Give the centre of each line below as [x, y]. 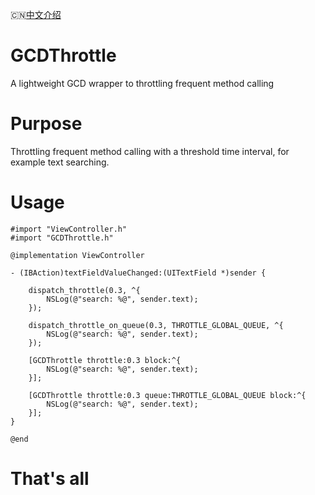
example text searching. [60, 162]
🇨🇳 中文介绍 [36, 14]
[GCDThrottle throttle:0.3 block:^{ [105, 360]
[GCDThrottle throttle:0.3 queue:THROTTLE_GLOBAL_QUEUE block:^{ [167, 395]
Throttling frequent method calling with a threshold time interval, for [150, 151]
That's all [50, 479]
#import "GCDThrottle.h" [62, 238]
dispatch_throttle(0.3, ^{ [84, 290]
